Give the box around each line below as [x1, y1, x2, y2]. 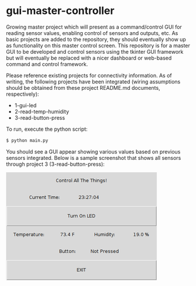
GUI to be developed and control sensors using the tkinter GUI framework [6, 48, 184, 55]
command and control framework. [6, 60, 88, 68]
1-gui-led [14, 102, 37, 109]
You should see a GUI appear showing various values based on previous [6, 148, 181, 155]
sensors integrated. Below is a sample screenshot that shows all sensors [6, 154, 181, 161]
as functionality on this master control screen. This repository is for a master [6, 42, 190, 49]
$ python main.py [6, 137, 49, 144]
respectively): [6, 90, 39, 97]
